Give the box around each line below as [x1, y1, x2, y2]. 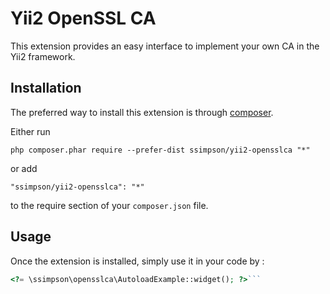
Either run [10, 125, 51, 137]
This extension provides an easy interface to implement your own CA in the [10, 40, 320, 52]
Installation [10, 80, 82, 97]
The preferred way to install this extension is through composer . [10, 106, 274, 118]
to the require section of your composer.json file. [10, 199, 209, 211]
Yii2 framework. [10, 50, 76, 62]
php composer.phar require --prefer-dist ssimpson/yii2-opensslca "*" [10, 145, 311, 155]
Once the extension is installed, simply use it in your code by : [10, 255, 265, 267]
